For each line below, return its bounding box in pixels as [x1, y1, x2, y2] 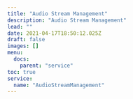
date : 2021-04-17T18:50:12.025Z [7, 29, 101, 37]
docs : [13, 56, 30, 63]
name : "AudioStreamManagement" [13, 82, 105, 89]
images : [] [7, 43, 39, 49]
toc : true [7, 68, 36, 75]
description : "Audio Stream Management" [7, 17, 127, 24]
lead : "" [7, 23, 33, 30]
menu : [7, 49, 23, 56]
